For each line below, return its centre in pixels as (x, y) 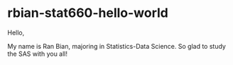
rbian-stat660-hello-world (88, 13)
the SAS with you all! (38, 54)
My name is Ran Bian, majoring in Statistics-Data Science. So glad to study (116, 46)
